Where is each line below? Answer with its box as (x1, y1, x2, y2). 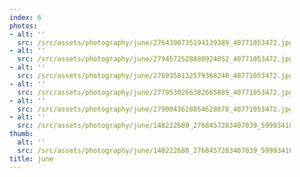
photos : (9, 21, 38, 30)
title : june (9, 154, 54, 164)
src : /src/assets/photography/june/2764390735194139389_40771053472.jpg (17, 38, 294, 47)
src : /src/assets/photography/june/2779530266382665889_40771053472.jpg (17, 88, 294, 97)
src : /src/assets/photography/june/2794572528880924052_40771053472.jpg (17, 55, 294, 63)
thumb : (9, 130, 34, 139)
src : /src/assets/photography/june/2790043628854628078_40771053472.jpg (17, 105, 294, 114)
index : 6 (9, 13, 42, 22)
